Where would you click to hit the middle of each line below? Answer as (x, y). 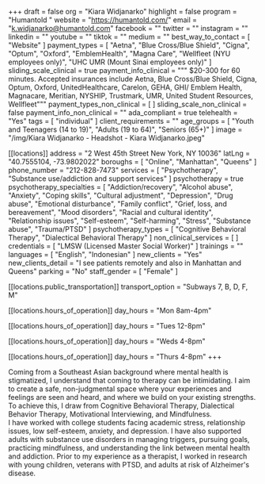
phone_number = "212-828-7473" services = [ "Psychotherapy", (114, 170)
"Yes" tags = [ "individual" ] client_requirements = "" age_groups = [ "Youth (131, 121)
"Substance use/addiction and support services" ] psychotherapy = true (126, 179)
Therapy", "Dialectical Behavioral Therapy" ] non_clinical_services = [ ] (123, 238)
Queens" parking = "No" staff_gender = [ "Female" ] (93, 271)
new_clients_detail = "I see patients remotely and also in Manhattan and (125, 263)
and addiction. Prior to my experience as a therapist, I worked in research (128, 456)
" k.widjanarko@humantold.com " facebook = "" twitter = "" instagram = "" (128, 28)
